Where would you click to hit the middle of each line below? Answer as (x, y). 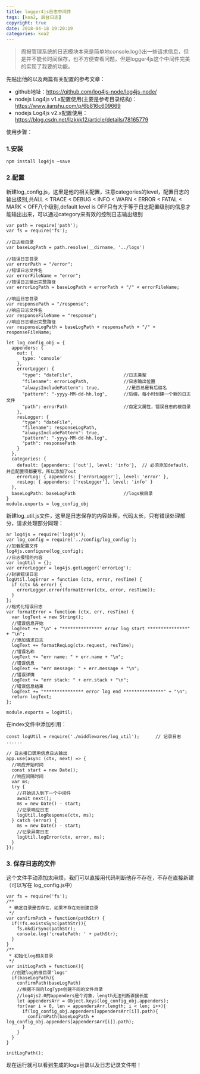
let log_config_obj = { (36, 343)
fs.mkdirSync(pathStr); (46, 929)
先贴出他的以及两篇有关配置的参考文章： (56, 79)
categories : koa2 (28, 34)
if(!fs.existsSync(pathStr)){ (49, 924)
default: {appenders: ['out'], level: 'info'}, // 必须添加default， (104, 465)
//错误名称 (23, 652)
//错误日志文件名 (24, 270)
